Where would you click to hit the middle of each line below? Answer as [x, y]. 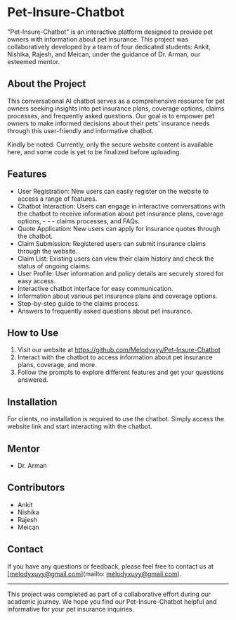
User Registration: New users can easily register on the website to [113, 191]
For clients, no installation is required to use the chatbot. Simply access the [116, 419]
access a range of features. [57, 199]
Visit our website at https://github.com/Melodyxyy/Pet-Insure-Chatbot [119, 350]
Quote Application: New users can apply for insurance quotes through [119, 228]
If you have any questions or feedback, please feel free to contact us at [111, 566]
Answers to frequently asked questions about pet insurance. [105, 311]
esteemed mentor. [34, 61]
